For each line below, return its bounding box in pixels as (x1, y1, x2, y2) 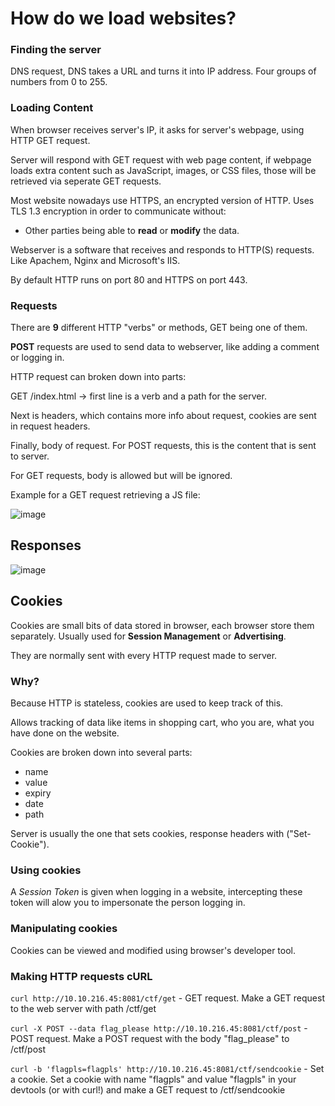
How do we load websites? (10, 7, 237, 30)
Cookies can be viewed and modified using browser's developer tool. (10, 944, 297, 956)
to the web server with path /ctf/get (10, 1002, 157, 1014)
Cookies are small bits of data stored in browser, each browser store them (10, 619, 315, 631)
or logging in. (10, 352, 65, 364)
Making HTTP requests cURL (10, 969, 153, 983)
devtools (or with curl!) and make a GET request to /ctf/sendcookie (10, 1083, 286, 1096)
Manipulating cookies (10, 922, 118, 936)
